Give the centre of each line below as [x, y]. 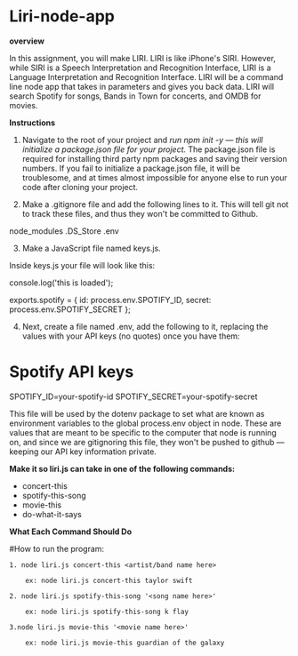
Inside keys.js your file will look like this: [82, 265]
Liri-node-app [62, 16]
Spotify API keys [72, 372]
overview [27, 41]
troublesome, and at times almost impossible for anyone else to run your [154, 177]
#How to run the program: [57, 548]
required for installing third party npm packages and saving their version [154, 158]
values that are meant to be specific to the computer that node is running [143, 432]
